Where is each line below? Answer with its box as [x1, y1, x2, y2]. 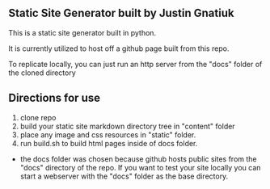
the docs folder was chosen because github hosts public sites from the [19, 153, 257, 164]
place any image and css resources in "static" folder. [19, 129, 196, 140]
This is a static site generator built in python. [8, 27, 156, 37]
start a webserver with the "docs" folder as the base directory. [19, 171, 229, 181]
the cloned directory [8, 68, 77, 78]
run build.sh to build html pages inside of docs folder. [19, 138, 198, 148]
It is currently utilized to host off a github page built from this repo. [8, 44, 230, 53]
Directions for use [8, 91, 101, 105]
